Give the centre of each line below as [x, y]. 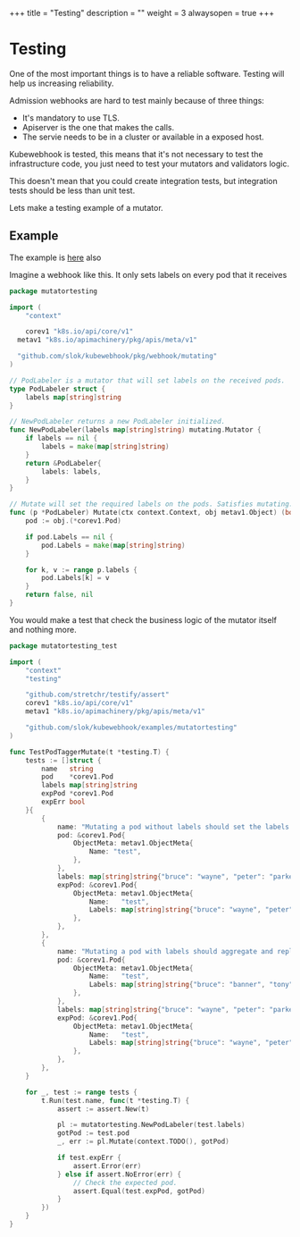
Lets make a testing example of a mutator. [86, 207]
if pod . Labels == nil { [70, 537]
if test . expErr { [89, 1157]
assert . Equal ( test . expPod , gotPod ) [139, 1191]
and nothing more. [43, 629]
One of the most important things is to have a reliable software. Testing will [147, 73]
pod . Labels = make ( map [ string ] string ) [113, 545]
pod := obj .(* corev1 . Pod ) [74, 521]
